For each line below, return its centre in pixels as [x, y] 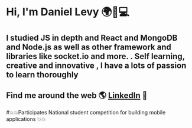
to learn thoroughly [42, 75]
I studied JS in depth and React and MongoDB [92, 37]
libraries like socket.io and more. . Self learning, [95, 56]
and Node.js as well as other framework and [89, 47]
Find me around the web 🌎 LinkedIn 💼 [77, 95]
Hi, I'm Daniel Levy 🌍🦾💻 [68, 12]
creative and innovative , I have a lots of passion [96, 65]
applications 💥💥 [26, 119]
